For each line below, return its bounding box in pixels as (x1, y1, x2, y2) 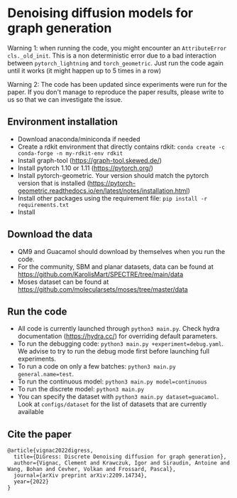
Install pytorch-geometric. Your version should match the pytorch (17, 171, 209, 179)
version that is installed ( (17, 179, 90, 187)
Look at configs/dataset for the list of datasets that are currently (17, 400, 207, 408)
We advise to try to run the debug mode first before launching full (17, 347, 210, 356)
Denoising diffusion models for (7, 5, 194, 21)
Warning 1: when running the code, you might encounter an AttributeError (7, 43, 227, 52)
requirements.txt (17, 201, 70, 208)
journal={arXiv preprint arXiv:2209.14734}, (13, 472, 148, 480)
